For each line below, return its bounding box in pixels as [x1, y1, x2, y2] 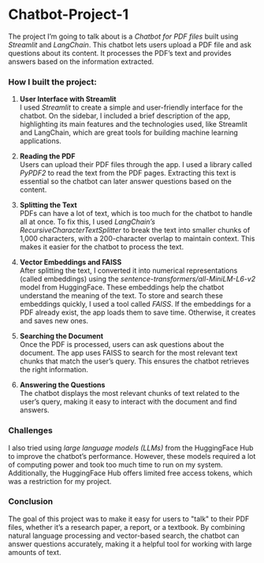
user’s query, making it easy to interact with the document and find [19, 397, 237, 407]
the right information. [19, 365, 89, 375]
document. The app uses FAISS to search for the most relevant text [19, 349, 238, 358]
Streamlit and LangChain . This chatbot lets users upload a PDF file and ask [8, 39, 252, 49]
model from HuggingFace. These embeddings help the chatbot [19, 282, 225, 293]
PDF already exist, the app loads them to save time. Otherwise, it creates [19, 308, 256, 317]
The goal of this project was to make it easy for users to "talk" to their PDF [8, 514, 250, 524]
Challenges [8, 425, 53, 436]
